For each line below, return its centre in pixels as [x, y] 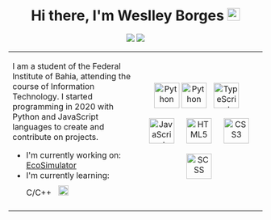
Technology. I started [52, 96]
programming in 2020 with [63, 106]
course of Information [54, 86]
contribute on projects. [56, 137]
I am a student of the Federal [67, 66]
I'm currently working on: [73, 154]
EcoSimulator [51, 165]
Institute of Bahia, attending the [72, 76]
